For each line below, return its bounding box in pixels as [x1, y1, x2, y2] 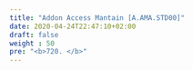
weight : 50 [9, 38, 55, 48]
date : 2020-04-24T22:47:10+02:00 [9, 22, 137, 31]
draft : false [9, 30, 59, 39]
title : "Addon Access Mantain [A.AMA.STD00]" [9, 13, 185, 23]
